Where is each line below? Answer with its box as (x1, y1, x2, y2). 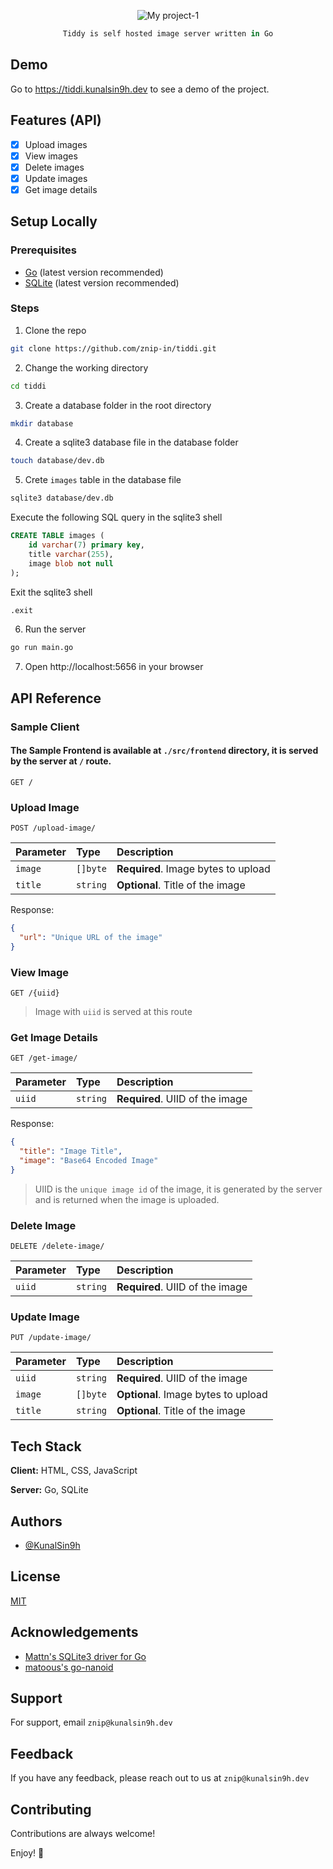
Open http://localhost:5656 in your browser (24, 661, 204, 673)
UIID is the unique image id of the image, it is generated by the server (34, 1183, 323, 1195)
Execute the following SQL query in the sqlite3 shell (10, 511, 223, 524)
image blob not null (28, 558, 114, 569)
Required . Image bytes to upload (116, 862, 271, 876)
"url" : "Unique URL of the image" (19, 932, 163, 942)
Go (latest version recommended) (24, 266, 164, 278)
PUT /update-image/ (10, 1333, 92, 1343)
